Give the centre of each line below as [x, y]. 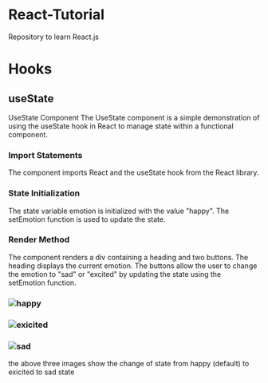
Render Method [39, 239]
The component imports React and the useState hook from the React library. [134, 172]
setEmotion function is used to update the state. [87, 219]
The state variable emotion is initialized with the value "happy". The [119, 211]
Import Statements [45, 155]
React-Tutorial [57, 15]
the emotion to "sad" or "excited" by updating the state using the [115, 274]
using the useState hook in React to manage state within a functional [121, 126]
